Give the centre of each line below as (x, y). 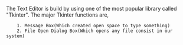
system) (16, 36)
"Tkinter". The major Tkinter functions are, (58, 15)
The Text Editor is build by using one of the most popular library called (91, 9)
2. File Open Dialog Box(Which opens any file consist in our (95, 31)
